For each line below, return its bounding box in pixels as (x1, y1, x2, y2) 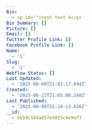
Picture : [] (6, 25, 36, 32)
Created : (6, 87, 28, 93)
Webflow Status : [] (6, 70, 55, 76)
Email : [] (6, 31, 31, 37)
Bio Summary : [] (6, 20, 47, 26)
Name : (6, 48, 20, 54)
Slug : (6, 59, 20, 65)
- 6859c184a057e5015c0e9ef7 (11, 114, 82, 120)
